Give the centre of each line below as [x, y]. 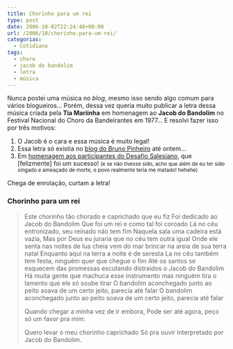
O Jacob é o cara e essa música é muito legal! [83, 141]
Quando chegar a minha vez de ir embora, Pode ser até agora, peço [121, 311]
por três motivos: [32, 128]
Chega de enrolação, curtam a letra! [59, 183]
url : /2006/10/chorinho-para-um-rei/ [62, 33]
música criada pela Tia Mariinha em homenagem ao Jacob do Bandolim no [116, 113]
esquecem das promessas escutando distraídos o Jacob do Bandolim [124, 268]
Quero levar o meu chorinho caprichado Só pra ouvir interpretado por [124, 332]
